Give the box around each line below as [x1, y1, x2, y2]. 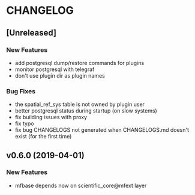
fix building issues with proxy [14, 114, 88, 121]
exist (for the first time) [14, 133, 72, 140]
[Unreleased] [6, 28, 57, 38]
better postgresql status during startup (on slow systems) [14, 107, 157, 114]
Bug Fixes [6, 87, 36, 95]
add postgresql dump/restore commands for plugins [14, 59, 145, 66]
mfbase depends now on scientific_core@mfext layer [14, 182, 147, 189]
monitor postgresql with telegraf [14, 66, 95, 73]
